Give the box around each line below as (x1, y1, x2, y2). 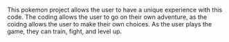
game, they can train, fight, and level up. (7, 27, 122, 35)
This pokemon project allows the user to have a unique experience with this (7, 6, 223, 14)
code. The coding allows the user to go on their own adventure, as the (7, 13, 208, 21)
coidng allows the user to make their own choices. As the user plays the (7, 20, 212, 28)
